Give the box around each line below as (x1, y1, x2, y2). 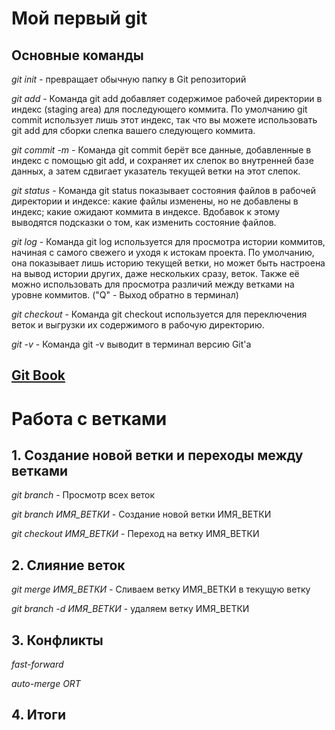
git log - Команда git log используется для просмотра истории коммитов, (11, 236, 326, 247)
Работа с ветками (11, 407, 168, 430)
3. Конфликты (11, 632, 104, 649)
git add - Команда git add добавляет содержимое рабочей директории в (11, 93, 323, 104)
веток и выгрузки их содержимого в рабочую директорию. (11, 319, 265, 331)
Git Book (11, 367, 66, 384)
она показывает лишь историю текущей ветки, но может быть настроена (11, 257, 326, 269)
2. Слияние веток (11, 557, 126, 574)
